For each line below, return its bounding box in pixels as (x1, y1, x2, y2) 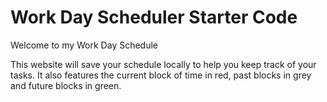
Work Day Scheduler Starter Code (10, 6, 298, 29)
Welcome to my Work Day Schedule (10, 39, 159, 51)
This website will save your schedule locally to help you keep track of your (10, 58, 317, 70)
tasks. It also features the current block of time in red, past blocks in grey (10, 69, 312, 81)
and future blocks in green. (10, 79, 122, 91)
